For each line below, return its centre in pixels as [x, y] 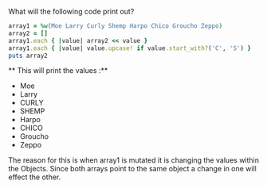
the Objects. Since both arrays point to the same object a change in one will [132, 169]
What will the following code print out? [71, 12]
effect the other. [35, 177]
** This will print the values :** [58, 71]
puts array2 [28, 56]
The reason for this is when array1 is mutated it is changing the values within [133, 160]
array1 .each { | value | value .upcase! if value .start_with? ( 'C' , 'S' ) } [130, 48]
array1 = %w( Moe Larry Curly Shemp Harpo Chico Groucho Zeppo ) [116, 26]
